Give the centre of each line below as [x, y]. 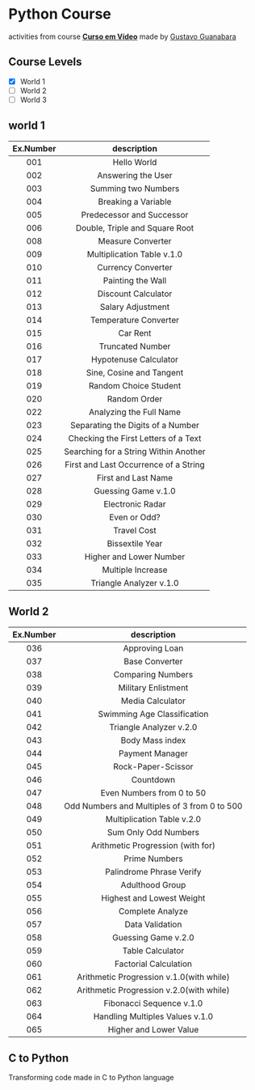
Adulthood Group [153, 884]
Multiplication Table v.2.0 [153, 819]
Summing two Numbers [135, 189]
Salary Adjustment [135, 307]
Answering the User [135, 175]
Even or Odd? [135, 517]
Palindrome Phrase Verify [153, 872]
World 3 [33, 100]
